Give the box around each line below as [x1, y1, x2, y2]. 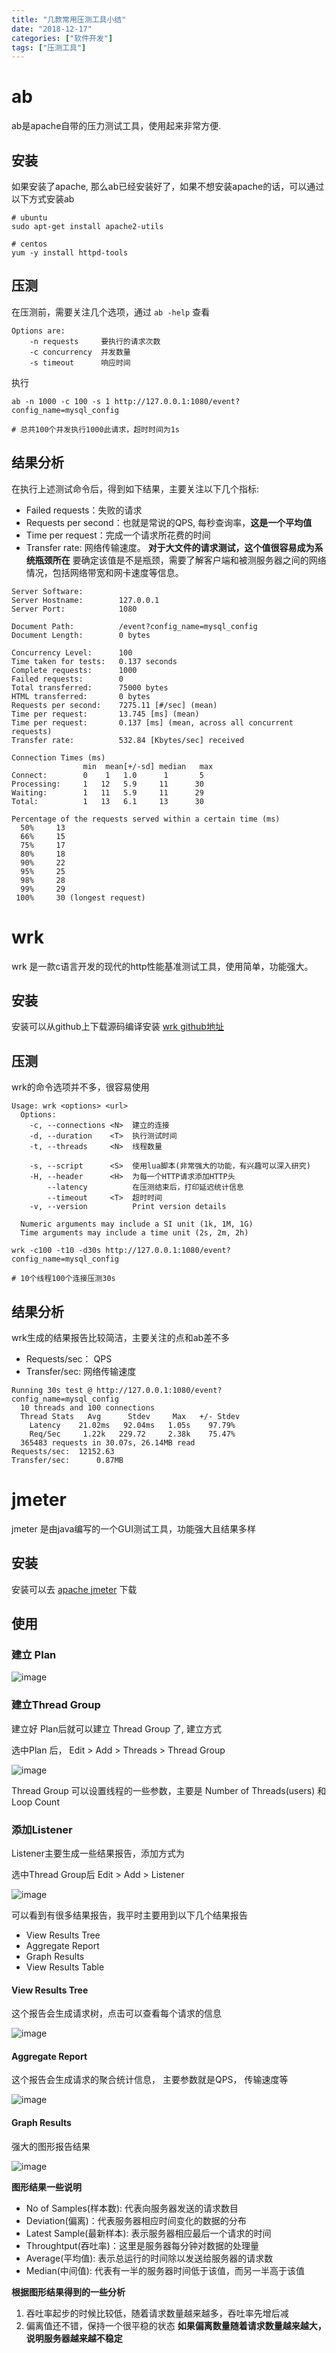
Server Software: [11, 586, 84, 596]
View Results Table [25, 1961, 105, 1973]
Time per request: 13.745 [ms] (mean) [11, 709, 200, 719]
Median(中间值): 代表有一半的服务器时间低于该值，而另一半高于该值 [25, 2264, 305, 2276]
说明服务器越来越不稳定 [25, 2332, 123, 2344]
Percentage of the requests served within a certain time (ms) [11, 814, 281, 824]
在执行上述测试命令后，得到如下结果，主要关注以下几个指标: [11, 482, 260, 495]
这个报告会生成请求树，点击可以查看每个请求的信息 [11, 2007, 222, 2020]
